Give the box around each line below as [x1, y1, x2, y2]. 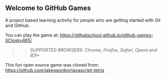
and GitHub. [5, 22, 30, 28]
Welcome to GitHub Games [5, 4, 91, 12]
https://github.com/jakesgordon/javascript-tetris [5, 67, 105, 73]
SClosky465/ [5, 37, 32, 43]
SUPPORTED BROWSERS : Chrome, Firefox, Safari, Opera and [29, 47, 157, 53]
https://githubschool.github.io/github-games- [59, 32, 153, 38]
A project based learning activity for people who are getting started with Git [5, 17, 161, 23]
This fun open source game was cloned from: [5, 62, 99, 68]
